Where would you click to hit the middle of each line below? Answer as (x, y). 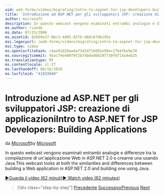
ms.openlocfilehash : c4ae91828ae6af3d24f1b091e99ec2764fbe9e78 (71, 51)
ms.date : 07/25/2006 (26, 32)
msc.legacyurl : (21, 42)
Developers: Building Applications (76, 130)
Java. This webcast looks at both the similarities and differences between (79, 163)
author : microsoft (24, 19)
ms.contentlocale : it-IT (30, 65)
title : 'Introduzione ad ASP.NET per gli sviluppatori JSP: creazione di (82, 14)
